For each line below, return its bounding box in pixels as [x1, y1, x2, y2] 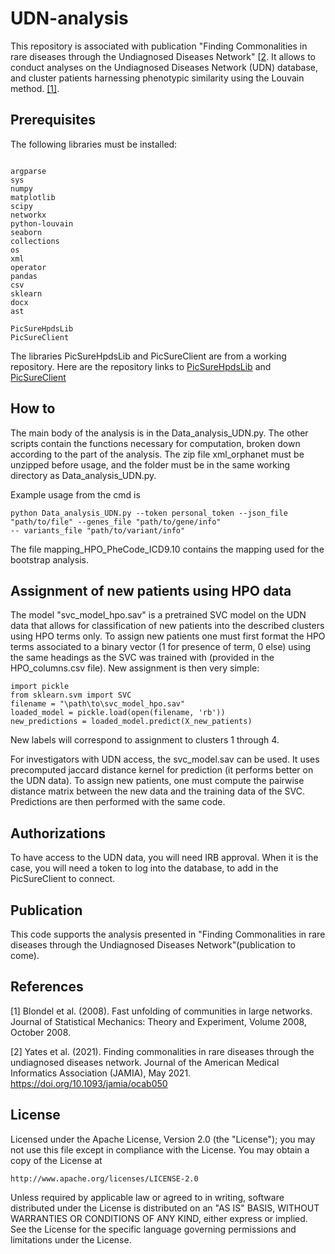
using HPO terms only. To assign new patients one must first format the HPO [10, 630, 326, 642]
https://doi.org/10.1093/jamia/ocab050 [10, 1077, 168, 1089]
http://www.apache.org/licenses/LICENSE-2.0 [10, 1173, 199, 1184]
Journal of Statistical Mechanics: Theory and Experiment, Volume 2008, [10, 1015, 307, 1027]
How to [10, 400, 56, 417]
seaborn [10, 227, 43, 237]
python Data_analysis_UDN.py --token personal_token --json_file [10, 508, 288, 518]
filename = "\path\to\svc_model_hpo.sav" [10, 699, 186, 709]
